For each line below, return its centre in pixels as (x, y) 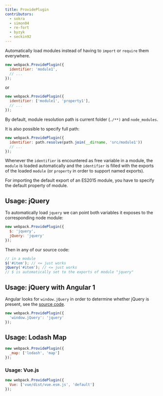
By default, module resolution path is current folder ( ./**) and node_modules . (81, 119)
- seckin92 (20, 37)
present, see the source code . (35, 304)
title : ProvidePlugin (27, 9)
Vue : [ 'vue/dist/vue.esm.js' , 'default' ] (52, 385)
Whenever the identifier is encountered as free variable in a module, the (79, 161)
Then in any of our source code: (37, 249)
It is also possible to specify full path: (42, 129)
